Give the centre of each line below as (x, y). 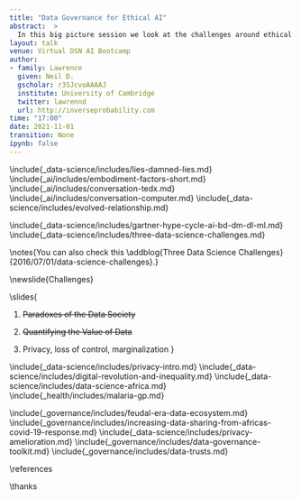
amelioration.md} (41, 441)
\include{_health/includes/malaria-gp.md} (87, 395)
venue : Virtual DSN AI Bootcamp (70, 51)
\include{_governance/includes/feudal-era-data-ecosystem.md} (129, 412)
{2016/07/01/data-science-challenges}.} (84, 262)
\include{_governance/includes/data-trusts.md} (140, 451)
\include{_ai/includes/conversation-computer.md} (102, 198)
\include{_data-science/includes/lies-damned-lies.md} (111, 169)
